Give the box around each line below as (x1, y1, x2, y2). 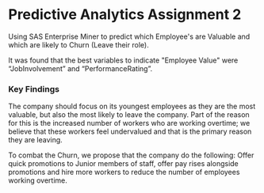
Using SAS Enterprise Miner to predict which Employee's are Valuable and (8, 32, 251, 41)
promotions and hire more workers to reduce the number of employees (8, 168, 240, 177)
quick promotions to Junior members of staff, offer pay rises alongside (8, 159, 239, 168)
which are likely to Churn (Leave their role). (8, 40, 149, 49)
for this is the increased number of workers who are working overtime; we (8, 119, 251, 128)
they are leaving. (8, 135, 63, 145)
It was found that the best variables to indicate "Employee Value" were (8, 55, 239, 65)
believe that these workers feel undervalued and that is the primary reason (8, 127, 252, 136)
